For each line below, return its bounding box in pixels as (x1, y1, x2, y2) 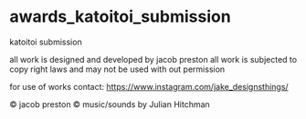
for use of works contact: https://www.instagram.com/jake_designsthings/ (9, 81, 290, 92)
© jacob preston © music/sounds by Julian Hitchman (9, 98, 210, 110)
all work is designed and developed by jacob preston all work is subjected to (9, 54, 298, 64)
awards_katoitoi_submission (9, 6, 231, 27)
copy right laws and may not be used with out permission (9, 64, 226, 74)
